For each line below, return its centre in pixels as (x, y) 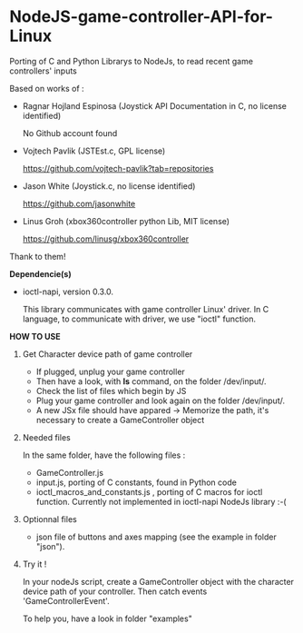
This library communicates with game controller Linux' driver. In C (146, 309)
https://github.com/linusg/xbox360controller (106, 239)
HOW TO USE (35, 336)
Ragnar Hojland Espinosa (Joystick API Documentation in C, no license (155, 105)
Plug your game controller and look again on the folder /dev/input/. (161, 401)
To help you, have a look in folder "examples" (107, 618)
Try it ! (34, 564)
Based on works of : (47, 88)
